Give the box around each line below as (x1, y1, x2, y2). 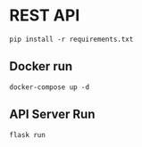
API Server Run (9, 107, 96, 122)
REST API (9, 5, 80, 26)
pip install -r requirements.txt (9, 35, 134, 44)
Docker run (9, 59, 73, 74)
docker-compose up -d (9, 82, 90, 92)
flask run (9, 130, 46, 139)
